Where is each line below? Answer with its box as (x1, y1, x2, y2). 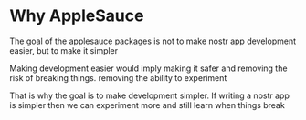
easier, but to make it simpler (9, 45, 119, 55)
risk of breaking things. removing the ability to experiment (9, 72, 227, 83)
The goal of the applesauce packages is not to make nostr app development (9, 35, 297, 46)
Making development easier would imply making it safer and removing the (9, 63, 288, 74)
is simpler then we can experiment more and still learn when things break (9, 99, 285, 110)
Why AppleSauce (9, 5, 144, 26)
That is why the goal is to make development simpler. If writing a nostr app (9, 90, 290, 101)
